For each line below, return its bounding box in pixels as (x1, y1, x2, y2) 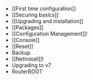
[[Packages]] (11, 24, 44, 31)
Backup (11, 49, 31, 56)
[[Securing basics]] (11, 11, 59, 18)
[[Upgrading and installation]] (11, 18, 84, 24)
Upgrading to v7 (11, 62, 51, 69)
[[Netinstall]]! (11, 56, 44, 62)
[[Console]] (11, 37, 40, 43)
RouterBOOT (11, 68, 43, 75)
